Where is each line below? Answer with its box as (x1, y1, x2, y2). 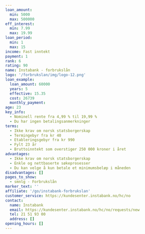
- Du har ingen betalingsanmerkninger (9, 118, 91, 124)
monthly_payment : (9, 100, 46, 105)
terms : (5, 123, 19, 128)
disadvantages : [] (5, 170, 43, 175)
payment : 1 (5, 53, 28, 59)
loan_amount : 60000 (9, 81, 50, 86)
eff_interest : (5, 21, 35, 26)
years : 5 (9, 86, 28, 91)
